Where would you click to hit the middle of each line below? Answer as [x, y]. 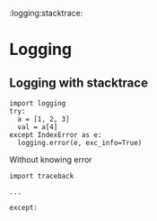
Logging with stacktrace [78, 83]
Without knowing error [51, 160]
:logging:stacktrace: [46, 13]
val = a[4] [38, 127]
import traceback [42, 176]
